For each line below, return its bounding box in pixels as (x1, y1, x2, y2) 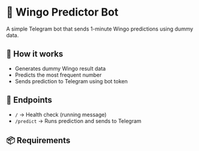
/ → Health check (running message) (14, 111, 107, 118)
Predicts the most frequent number (14, 71, 102, 78)
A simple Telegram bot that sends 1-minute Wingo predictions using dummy (6, 25, 194, 32)
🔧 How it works (6, 49, 64, 59)
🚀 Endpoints (6, 95, 53, 105)
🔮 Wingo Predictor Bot (6, 5, 119, 19)
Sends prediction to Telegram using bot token (14, 77, 128, 84)
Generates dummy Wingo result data (14, 65, 106, 72)
